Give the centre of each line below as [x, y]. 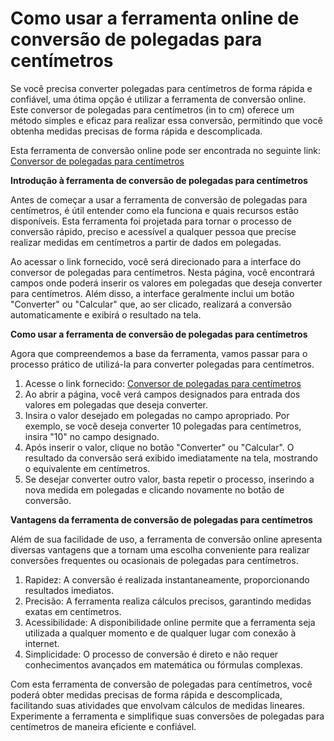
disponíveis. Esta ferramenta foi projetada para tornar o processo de [151, 221]
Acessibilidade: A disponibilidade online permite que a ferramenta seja [170, 622]
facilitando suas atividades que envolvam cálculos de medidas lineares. [158, 705]
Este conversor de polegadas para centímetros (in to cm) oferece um [152, 109]
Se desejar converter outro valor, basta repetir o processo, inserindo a [169, 479]
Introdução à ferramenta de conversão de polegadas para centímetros [159, 180]
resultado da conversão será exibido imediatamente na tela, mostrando [171, 458]
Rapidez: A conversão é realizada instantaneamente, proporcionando [167, 579]
